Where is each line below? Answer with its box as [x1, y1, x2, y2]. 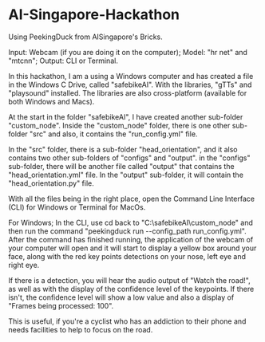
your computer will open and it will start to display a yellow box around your [8, 243, 257, 253]
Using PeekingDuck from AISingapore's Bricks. [8, 32, 163, 41]
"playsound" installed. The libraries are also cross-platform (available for [8, 88, 247, 97]
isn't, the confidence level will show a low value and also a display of [8, 293, 235, 302]
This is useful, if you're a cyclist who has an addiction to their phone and [8, 316, 247, 326]
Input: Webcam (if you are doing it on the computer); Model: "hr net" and [8, 47, 247, 57]
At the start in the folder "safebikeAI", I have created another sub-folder [8, 112, 243, 121]
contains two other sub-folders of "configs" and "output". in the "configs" [8, 153, 251, 163]
